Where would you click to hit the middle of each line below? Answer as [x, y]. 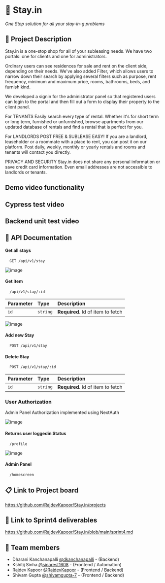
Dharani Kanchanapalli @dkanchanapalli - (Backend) [66, 559]
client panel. [18, 107]
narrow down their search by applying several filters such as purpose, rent [81, 76]
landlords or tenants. [26, 172]
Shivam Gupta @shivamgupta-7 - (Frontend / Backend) [68, 575]
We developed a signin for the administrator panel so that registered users [81, 96]
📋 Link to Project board [42, 491]
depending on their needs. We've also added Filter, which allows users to [79, 71]
